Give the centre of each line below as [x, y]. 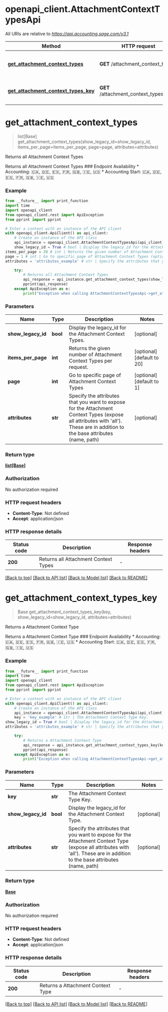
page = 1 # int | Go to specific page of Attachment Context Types [77, 256]
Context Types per [90, 361]
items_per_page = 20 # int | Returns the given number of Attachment [79, 252]
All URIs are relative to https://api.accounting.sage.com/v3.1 [67, 34]
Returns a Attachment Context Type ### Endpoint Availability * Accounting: [83, 637]
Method [51, 46]
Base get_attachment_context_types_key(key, [64, 612]
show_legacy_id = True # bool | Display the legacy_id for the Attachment [85, 722]
